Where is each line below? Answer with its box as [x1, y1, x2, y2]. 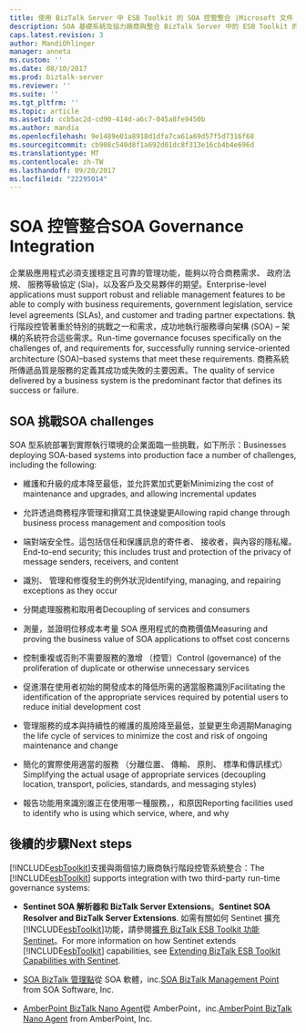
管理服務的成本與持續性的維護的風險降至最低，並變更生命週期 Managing [22, 721, 292, 731]
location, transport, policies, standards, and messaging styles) [22, 779, 257, 789]
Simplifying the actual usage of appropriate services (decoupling [22, 769, 267, 780]
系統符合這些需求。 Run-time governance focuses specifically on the [25, 332, 282, 343]
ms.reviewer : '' [9, 81, 71, 90]
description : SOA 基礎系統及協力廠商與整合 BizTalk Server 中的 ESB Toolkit [9, 22, 289, 31]
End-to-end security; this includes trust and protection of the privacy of [22, 547, 291, 557]
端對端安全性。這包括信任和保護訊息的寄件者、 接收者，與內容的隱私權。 [22, 537, 297, 547]
